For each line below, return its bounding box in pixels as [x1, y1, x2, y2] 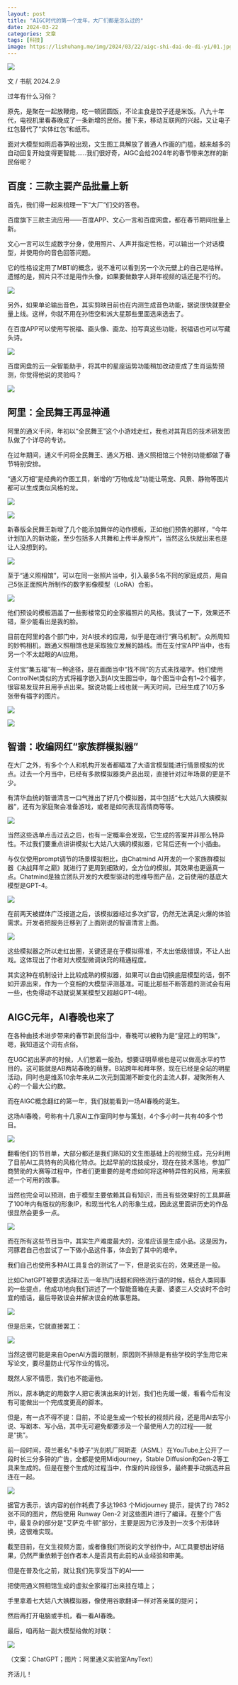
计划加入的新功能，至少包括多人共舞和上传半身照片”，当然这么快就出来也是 [7, 534, 228, 542]
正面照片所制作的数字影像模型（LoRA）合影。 [23, 580, 157, 588]
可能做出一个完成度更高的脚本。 [13, 1398, 107, 1407]
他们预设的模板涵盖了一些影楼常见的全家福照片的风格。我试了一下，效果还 [7, 608, 225, 616]
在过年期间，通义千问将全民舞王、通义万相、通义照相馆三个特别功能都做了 [7, 451, 225, 459]
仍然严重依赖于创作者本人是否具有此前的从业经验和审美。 [19, 1551, 188, 1560]
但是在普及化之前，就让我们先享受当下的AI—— [7, 1567, 144, 1575]
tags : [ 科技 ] [7, 37, 44, 44]
